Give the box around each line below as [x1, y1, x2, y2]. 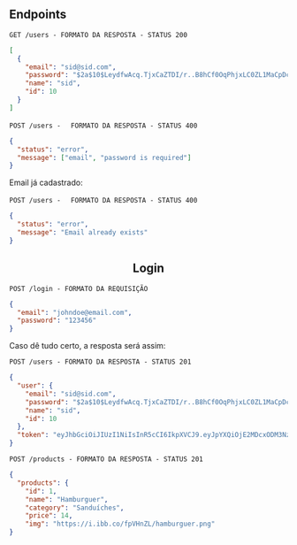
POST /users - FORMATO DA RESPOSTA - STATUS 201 [9, 357, 192, 366]
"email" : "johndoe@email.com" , [17, 308, 133, 317]
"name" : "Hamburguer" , [25, 495, 109, 503]
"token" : [17, 431, 49, 440]
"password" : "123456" [17, 316, 97, 326]
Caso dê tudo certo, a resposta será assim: [9, 341, 166, 351]
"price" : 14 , [25, 511, 73, 520]
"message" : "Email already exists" [17, 228, 148, 237]
